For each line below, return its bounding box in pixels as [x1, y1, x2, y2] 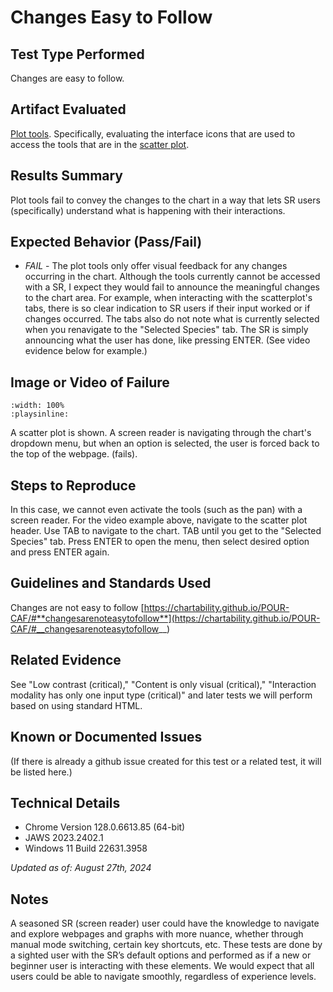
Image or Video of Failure [10, 374, 170, 391]
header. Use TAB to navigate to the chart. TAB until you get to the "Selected [10, 525, 322, 537]
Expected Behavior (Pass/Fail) [10, 234, 203, 251]
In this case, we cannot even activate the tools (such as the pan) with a [10, 504, 303, 516]
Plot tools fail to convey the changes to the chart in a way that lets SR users [10, 194, 321, 206]
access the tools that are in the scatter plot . [10, 138, 190, 150]
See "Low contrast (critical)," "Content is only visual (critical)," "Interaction [10, 678, 317, 690]
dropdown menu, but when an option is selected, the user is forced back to [10, 437, 320, 450]
